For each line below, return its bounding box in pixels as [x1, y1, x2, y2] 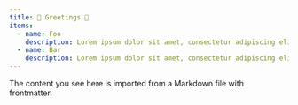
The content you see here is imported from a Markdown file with [9, 79, 244, 88]
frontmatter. [9, 87, 53, 98]
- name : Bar [17, 46, 62, 55]
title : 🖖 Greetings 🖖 [9, 12, 90, 22]
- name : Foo [17, 29, 62, 38]
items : [9, 21, 34, 30]
